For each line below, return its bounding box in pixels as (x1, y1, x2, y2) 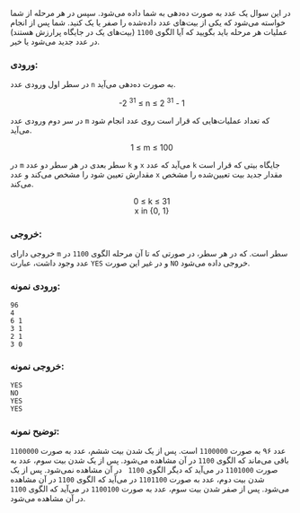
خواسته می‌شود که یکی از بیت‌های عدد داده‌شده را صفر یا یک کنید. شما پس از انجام (10, 17, 286, 28)
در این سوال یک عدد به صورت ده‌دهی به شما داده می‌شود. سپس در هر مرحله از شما (10, 8, 291, 18)
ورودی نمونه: (10, 280, 61, 292)
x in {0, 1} (134, 205, 170, 216)
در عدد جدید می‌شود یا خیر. (10, 36, 101, 47)
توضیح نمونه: (10, 425, 60, 438)
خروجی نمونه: (10, 361, 65, 373)
